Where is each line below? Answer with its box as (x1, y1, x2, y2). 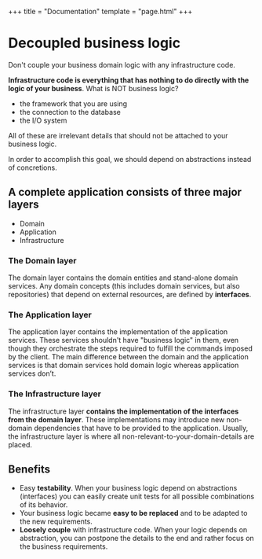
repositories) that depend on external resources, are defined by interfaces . (8, 290, 252, 300)
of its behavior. (19, 500, 68, 509)
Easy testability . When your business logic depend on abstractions (19, 484, 238, 493)
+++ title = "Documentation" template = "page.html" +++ (8, 7, 193, 16)
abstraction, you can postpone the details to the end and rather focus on (19, 534, 255, 543)
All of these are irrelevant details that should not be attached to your (8, 131, 229, 140)
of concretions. (8, 163, 57, 172)
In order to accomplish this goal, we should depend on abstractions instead (8, 154, 252, 164)
